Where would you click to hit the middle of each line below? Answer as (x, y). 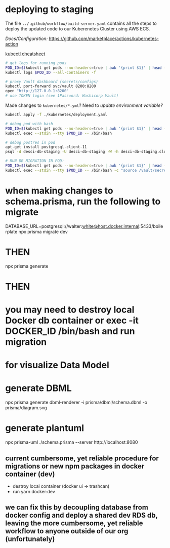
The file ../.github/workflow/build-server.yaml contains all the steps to (81, 23)
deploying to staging (49, 9)
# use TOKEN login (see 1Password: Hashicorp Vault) (62, 96)
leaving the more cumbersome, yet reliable (74, 523)
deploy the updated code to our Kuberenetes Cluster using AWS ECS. (78, 28)
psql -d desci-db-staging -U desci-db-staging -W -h (62, 152)
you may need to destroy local (70, 310)
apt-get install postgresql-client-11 (46, 147)
